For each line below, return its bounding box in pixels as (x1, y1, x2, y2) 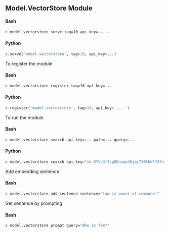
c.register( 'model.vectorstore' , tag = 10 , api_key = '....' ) (5, 105, 130, 110)
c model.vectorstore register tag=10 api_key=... (5, 83, 112, 88)
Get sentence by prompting (5, 200, 62, 206)
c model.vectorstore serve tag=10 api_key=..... (5, 29, 110, 34)
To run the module (5, 114, 44, 121)
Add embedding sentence (5, 168, 60, 174)
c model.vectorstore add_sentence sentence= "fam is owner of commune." (5, 191, 159, 196)
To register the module (5, 61, 53, 67)
